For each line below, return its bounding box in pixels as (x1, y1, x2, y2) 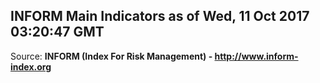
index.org (10, 60, 52, 73)
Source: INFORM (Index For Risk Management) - (10, 50, 213, 62)
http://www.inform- (214, 50, 299, 62)
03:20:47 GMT (10, 24, 105, 41)
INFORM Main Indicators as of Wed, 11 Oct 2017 (10, 8, 310, 25)
